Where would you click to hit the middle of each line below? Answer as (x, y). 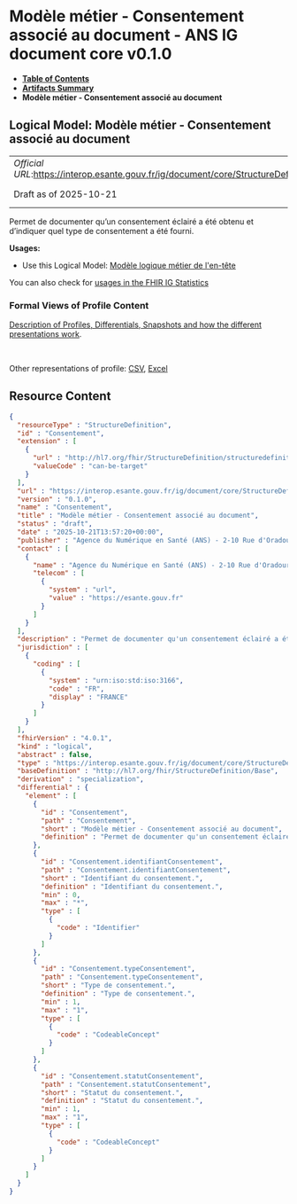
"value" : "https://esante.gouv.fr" (116, 598)
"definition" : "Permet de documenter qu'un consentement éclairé (166, 837)
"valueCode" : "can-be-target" (90, 466)
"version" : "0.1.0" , (57, 499)
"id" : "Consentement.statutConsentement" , (122, 1076)
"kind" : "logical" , (55, 747)
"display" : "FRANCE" (88, 697)
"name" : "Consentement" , (65, 507)
